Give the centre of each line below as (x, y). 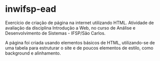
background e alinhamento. (33, 53)
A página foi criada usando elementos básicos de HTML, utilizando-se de (80, 42)
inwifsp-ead (31, 9)
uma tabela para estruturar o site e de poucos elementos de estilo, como (79, 48)
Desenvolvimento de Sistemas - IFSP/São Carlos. (55, 33)
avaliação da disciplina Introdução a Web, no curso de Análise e (70, 28)
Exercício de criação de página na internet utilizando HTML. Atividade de (80, 23)
